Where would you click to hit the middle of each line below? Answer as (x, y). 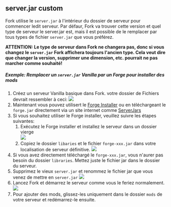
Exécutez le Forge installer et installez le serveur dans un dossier (89, 126)
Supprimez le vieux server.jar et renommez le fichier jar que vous (83, 171)
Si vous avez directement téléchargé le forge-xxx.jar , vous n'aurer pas (88, 155)
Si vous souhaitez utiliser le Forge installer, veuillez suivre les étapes (84, 116)
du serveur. (25, 166)
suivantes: (23, 121)
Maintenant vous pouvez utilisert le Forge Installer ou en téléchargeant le (89, 105)
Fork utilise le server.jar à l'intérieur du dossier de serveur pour (73, 20)
